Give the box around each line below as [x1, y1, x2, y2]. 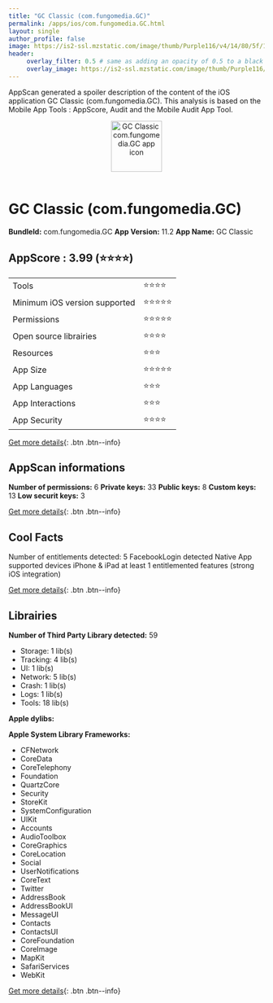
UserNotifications [19, 866, 80, 876]
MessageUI [19, 909, 59, 919]
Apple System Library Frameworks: [8, 729, 131, 739]
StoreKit [19, 797, 48, 807]
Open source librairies [12, 331, 97, 342]
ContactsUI [19, 926, 58, 936]
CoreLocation [19, 848, 67, 859]
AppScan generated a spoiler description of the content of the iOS [8, 87, 230, 97]
